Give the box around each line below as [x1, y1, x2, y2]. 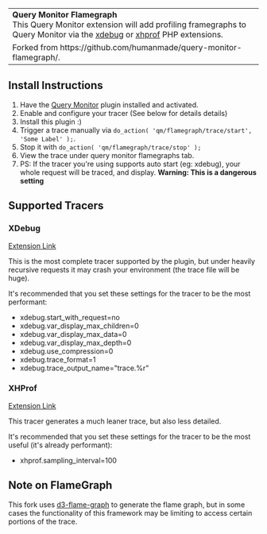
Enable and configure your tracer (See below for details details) [19, 108, 228, 118]
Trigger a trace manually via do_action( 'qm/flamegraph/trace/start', [19, 125, 253, 134]
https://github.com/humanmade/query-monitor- [60, 42, 242, 52]
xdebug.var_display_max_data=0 [19, 329, 127, 339]
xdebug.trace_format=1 [19, 354, 96, 364]
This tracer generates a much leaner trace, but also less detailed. [8, 416, 222, 426]
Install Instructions [8, 79, 103, 92]
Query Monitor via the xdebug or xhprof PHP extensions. [12, 29, 224, 40]
